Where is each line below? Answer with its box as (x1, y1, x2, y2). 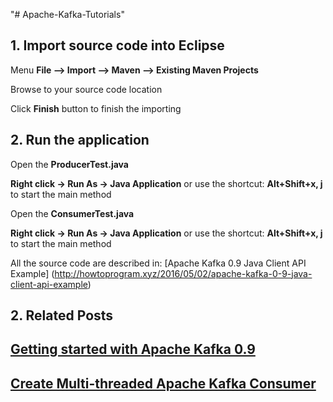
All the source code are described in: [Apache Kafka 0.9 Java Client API (10, 257, 307, 269)
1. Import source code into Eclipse (10, 37, 225, 54)
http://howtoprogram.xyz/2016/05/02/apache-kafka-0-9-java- (54, 267, 313, 279)
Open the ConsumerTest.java (10, 207, 135, 219)
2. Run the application (10, 132, 150, 149)
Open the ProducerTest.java (10, 158, 129, 170)
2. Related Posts (10, 307, 114, 324)
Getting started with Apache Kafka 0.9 (10, 341, 256, 358)
